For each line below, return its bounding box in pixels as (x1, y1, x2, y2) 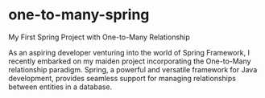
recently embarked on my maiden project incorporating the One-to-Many (8, 56, 251, 66)
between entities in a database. (8, 82, 113, 92)
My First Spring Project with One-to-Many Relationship (8, 32, 191, 42)
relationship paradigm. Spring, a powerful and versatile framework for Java (8, 64, 258, 74)
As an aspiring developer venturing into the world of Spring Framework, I (8, 47, 250, 57)
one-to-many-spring (8, 6, 150, 24)
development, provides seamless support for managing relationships (8, 73, 236, 83)
